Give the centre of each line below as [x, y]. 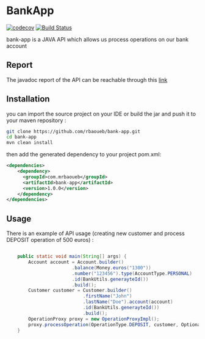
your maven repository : [36, 120]
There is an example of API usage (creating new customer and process [95, 233]
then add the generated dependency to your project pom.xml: [84, 155]
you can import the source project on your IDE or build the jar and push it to [101, 114]
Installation [28, 99]
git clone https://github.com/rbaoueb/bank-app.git [73, 131]
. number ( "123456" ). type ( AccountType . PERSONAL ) [132, 273]
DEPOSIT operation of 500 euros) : [50, 240]
